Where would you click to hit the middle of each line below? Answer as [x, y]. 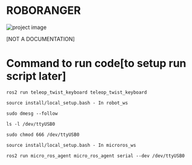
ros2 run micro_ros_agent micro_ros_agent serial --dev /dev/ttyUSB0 [96, 156]
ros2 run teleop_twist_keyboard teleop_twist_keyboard [77, 92]
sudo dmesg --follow [32, 113]
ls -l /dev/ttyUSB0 [31, 124]
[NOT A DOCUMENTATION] [41, 39]
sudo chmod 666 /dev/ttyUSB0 [43, 134]
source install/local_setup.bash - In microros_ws [71, 145]
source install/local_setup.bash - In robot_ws [67, 103]
